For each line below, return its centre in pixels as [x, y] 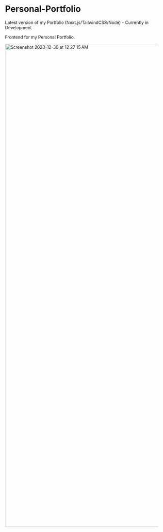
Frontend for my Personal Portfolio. [40, 37]
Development [18, 27]
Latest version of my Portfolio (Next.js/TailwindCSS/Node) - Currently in [77, 22]
